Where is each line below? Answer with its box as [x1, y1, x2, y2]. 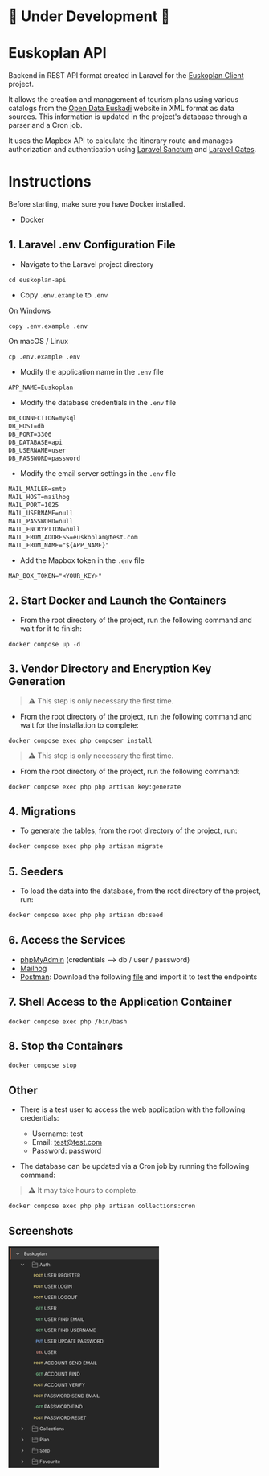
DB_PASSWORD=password [8, 454, 81, 462]
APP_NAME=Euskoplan [8, 383, 74, 392]
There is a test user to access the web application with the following [19, 1105, 246, 1114]
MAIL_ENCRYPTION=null [8, 525, 81, 533]
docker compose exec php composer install [8, 736, 153, 744]
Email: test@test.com [31, 1138, 103, 1147]
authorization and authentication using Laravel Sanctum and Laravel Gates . [8, 145, 257, 154]
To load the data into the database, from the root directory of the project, [19, 886, 261, 896]
